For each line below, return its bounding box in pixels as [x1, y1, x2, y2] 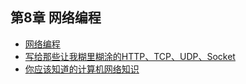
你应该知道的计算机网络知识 [24, 63, 140, 75]
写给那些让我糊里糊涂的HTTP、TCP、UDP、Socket [24, 50, 236, 62]
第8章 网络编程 [10, 9, 102, 27]
